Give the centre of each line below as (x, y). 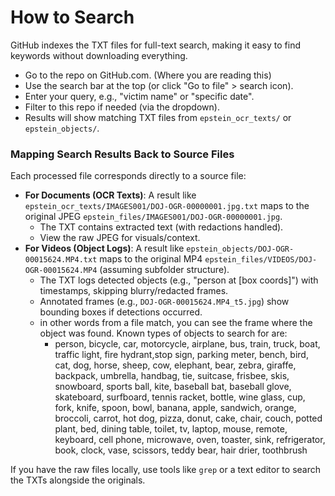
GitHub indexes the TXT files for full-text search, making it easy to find (155, 45)
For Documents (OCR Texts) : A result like (110, 195)
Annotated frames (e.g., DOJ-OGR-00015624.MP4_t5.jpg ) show (164, 302)
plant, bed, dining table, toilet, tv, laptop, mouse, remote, (171, 429)
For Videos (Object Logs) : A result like (104, 248)
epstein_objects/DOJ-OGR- (240, 249)
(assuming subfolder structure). (164, 270)
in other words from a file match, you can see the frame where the (176, 323)
